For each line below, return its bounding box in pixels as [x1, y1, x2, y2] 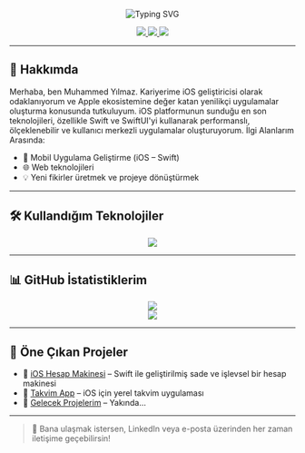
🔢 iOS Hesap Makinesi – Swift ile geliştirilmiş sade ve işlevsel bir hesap [22, 369, 287, 379]
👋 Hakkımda [9, 62, 79, 77]
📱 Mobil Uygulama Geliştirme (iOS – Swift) [22, 152, 180, 162]
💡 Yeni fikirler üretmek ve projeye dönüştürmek [22, 172, 200, 182]
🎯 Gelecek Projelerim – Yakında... [22, 398, 147, 409]
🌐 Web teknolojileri [22, 162, 94, 172]
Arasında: [9, 134, 45, 145]
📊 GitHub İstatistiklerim [9, 272, 148, 288]
